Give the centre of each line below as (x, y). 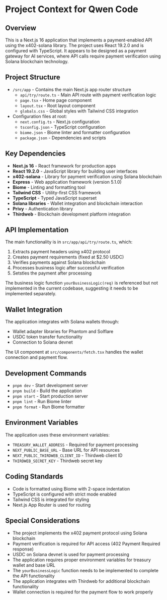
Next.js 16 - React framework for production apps (64, 166)
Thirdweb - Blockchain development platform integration (71, 214)
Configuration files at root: (40, 116)
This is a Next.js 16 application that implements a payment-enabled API (79, 40)
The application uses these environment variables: (57, 434)
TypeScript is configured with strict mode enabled (64, 494)
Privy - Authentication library (43, 208)
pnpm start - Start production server (50, 396)
